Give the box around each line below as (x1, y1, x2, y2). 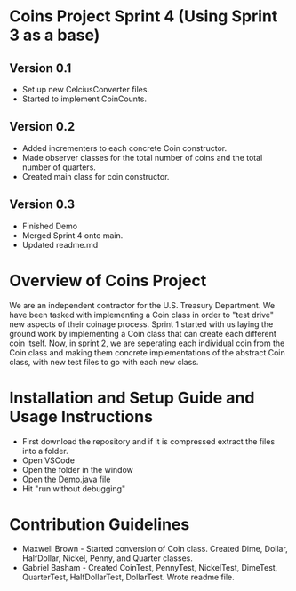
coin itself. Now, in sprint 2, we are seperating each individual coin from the (9, 338, 285, 348)
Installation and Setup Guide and (9, 387, 255, 408)
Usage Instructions (9, 406, 154, 427)
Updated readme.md (21, 239, 99, 250)
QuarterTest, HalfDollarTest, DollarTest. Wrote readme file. (21, 571, 236, 583)
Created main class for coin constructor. (21, 171, 170, 181)
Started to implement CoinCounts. (21, 93, 147, 104)
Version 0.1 (9, 60, 72, 76)
